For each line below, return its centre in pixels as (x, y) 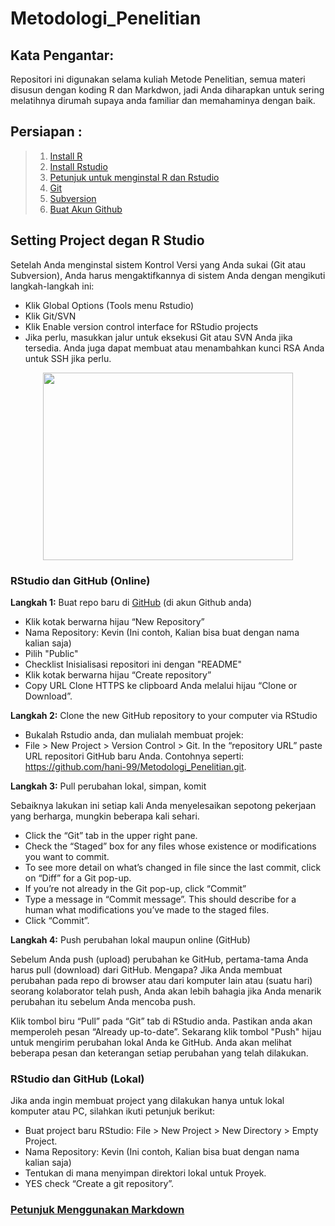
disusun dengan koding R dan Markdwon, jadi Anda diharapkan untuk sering (167, 90)
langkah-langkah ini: (52, 286)
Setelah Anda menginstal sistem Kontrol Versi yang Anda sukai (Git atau (158, 264)
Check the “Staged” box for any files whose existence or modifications (170, 846)
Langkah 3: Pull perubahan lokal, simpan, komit (108, 786)
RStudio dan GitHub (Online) (80, 580)
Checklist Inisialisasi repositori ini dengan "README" (133, 664)
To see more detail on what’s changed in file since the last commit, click (173, 867)
